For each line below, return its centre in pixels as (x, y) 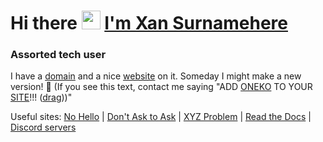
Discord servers (43, 127)
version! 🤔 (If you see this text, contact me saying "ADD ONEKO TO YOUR (161, 87)
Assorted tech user (58, 55)
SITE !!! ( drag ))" (41, 97)
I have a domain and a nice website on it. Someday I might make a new (156, 76)
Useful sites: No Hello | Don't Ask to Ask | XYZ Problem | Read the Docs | (161, 117)
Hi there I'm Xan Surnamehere (149, 23)
